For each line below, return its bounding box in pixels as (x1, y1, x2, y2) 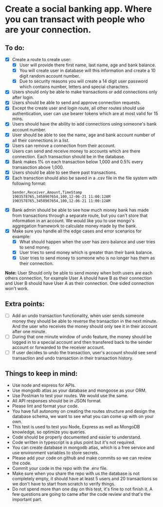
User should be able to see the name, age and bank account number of (12, 132, 156, 138)
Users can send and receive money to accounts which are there (12, 148, 141, 154)
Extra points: (5, 299, 45, 308)
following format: (12, 180, 46, 186)
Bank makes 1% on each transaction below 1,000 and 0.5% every (12, 159, 144, 165)
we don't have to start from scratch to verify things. (12, 481, 116, 486)
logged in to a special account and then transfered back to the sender (12, 339, 152, 345)
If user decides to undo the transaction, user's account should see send (12, 350, 157, 356)
